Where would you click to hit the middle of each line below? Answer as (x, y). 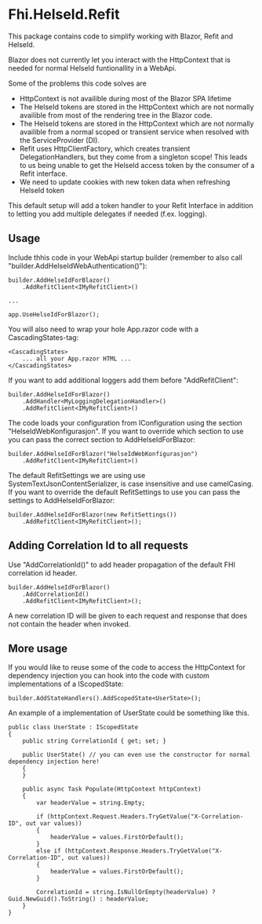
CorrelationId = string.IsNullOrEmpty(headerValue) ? (126, 893)
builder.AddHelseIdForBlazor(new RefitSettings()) (93, 515)
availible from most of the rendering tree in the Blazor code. (116, 115)
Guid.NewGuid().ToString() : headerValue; (78, 899)
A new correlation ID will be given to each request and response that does (128, 615)
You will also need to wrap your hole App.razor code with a (103, 329)
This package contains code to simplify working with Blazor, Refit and (121, 36)
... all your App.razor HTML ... (77, 359)
